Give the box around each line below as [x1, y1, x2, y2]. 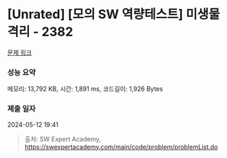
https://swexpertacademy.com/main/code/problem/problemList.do [24, 143, 219, 151]
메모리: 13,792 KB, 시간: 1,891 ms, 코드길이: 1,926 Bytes [7, 85, 163, 93]
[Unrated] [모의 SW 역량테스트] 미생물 [7, 6, 220, 22]
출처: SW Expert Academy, [24, 134, 101, 143]
